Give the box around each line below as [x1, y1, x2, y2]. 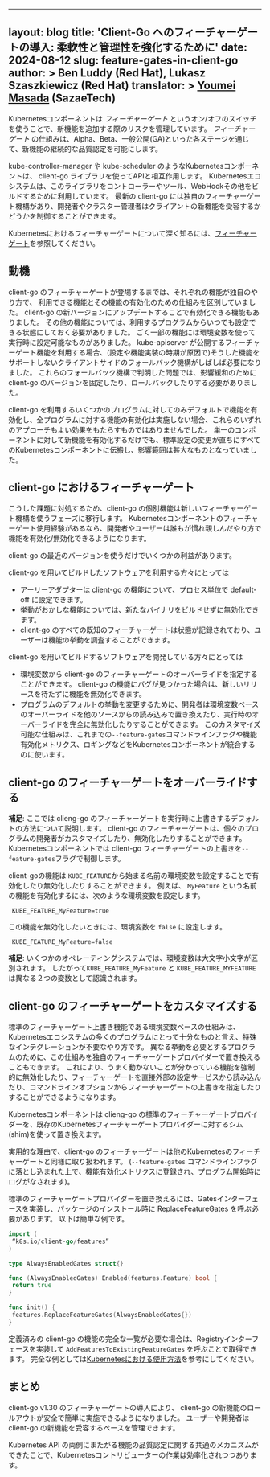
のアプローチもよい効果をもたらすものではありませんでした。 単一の [8, 425, 235, 434]
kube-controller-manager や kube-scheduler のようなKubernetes [8, 161, 224, 170]
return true [11, 1282, 52, 1290]
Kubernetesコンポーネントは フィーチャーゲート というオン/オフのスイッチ [8, 113, 257, 123]
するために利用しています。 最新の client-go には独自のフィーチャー [22, 191, 247, 201]
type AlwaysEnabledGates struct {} [8, 1259, 125, 1267]
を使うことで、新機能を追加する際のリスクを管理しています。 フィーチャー [8, 124, 256, 133]
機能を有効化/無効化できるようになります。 [8, 534, 151, 544]
